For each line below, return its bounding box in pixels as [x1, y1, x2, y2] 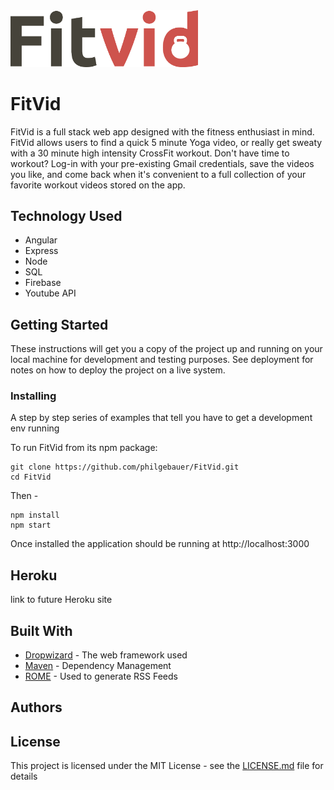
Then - [10, 490, 39, 502]
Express [24, 245, 59, 257]
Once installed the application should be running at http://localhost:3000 [10, 538, 310, 550]
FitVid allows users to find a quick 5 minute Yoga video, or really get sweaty [10, 136, 323, 148]
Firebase [24, 277, 62, 289]
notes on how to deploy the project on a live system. [10, 364, 226, 376]
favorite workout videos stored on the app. [10, 179, 186, 191]
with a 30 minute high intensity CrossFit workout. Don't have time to [10, 147, 290, 159]
